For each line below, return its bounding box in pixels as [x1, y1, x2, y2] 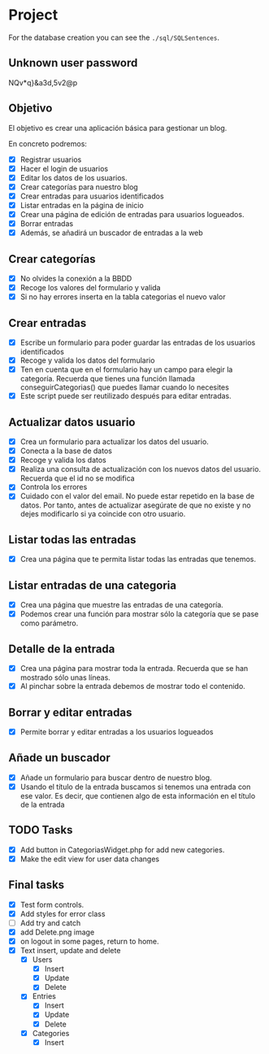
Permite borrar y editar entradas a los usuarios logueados [20, 726, 214, 737]
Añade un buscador [8, 751, 111, 765]
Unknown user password [8, 56, 138, 70]
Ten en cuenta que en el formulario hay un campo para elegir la [20, 364, 233, 375]
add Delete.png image [20, 927, 95, 937]
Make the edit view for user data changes [20, 854, 160, 864]
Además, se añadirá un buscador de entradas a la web [20, 228, 203, 237]
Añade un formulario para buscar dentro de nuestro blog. [20, 773, 213, 782]
